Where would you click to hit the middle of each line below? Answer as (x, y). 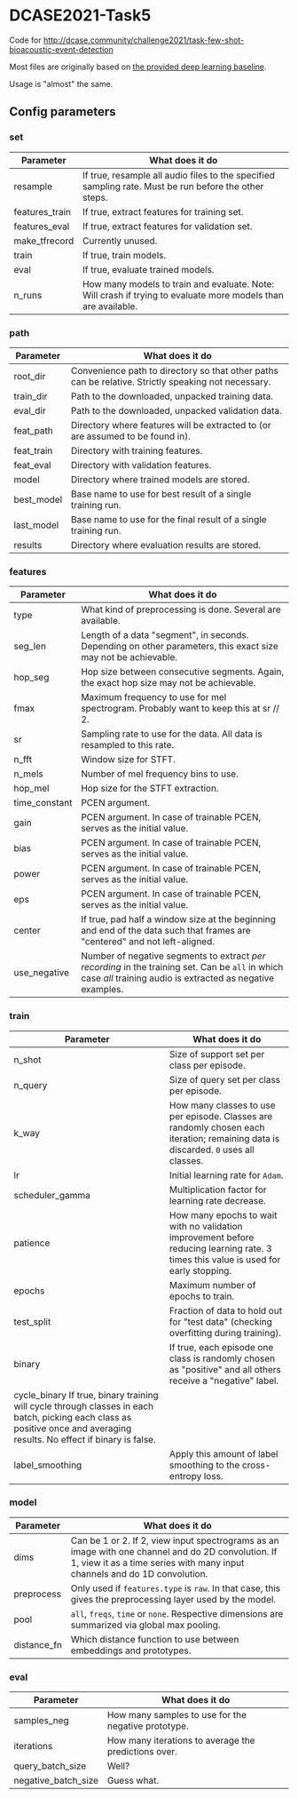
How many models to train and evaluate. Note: (179, 283)
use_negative (41, 973)
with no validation (206, 1226)
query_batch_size (50, 1766)
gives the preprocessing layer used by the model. (173, 1599)
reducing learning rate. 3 (220, 1248)
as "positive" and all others (225, 1369)
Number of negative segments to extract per (173, 956)
